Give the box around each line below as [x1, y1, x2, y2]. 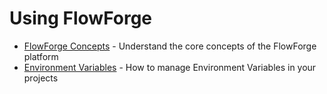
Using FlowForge [9, 7, 153, 30]
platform [23, 50, 59, 62]
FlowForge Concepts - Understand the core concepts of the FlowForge [23, 40, 317, 52]
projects [23, 72, 59, 84]
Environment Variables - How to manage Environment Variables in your [23, 61, 317, 73]
